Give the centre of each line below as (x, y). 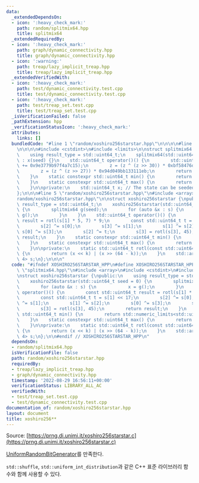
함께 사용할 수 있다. (39, 474)
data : (13, 12)
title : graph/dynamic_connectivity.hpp (66, 56)
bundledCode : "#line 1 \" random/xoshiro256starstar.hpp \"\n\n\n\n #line (102, 144)
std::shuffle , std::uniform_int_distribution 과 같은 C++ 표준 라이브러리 (94, 467)
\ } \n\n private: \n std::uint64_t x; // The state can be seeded (106, 188)
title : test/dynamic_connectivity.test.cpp (71, 94)
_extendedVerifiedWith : (41, 78)
